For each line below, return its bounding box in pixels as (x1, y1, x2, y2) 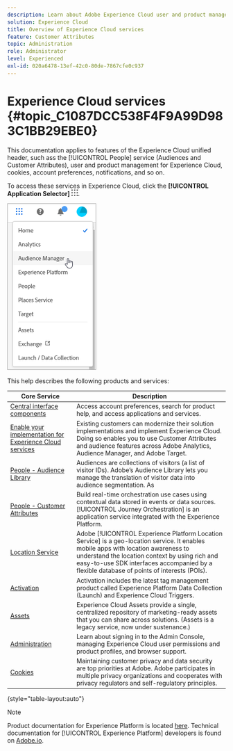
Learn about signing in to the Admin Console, (76, 633, 205, 641)
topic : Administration (7, 40, 73, 48)
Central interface (10, 402, 59, 410)
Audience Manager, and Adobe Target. (76, 449, 187, 457)
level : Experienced (7, 56, 64, 63)
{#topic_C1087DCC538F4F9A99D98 (7, 108, 223, 124)
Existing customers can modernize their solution (76, 419, 214, 428)
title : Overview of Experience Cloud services (7, 26, 144, 33)
